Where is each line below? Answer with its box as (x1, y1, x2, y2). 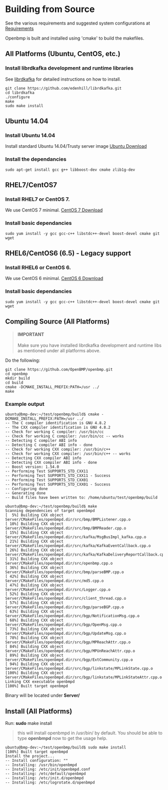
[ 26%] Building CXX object (5, 548, 64, 553)
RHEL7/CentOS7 (5, 181, 57, 189)
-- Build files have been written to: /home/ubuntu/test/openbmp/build (5, 495, 157, 500)
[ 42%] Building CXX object (5, 574, 64, 579)
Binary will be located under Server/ (5, 692, 80, 698)
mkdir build (5, 376, 30, 381)
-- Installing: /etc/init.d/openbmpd (5, 775, 84, 781)
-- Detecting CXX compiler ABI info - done (5, 460, 97, 465)
